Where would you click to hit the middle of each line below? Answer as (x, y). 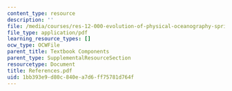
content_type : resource (41, 13)
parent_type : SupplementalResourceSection (69, 58)
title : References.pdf (40, 70)
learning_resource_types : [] (49, 39)
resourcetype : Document (41, 64)
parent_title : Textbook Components (58, 52)
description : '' (30, 20)
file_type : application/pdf (48, 32)
